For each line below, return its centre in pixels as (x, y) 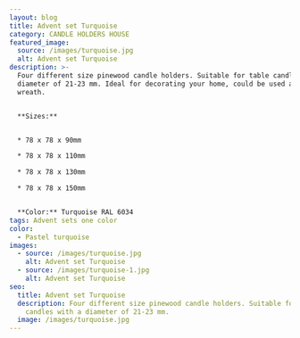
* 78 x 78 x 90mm (50, 140)
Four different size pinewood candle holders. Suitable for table (143, 76)
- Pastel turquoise (54, 237)
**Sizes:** (37, 116)
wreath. (32, 92)
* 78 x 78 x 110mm (52, 156)
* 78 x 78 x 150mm (52, 188)
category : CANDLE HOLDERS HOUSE (69, 34)
